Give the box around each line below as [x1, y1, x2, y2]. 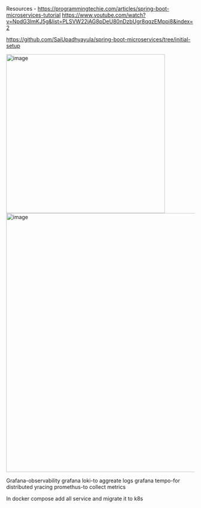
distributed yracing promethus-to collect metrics [6, 483, 126, 491]
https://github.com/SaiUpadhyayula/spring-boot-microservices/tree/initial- [6, 36, 191, 43]
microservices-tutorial [6, 11, 61, 19]
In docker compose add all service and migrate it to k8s [6, 495, 144, 502]
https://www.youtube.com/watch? [62, 11, 146, 19]
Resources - [6, 5, 36, 12]
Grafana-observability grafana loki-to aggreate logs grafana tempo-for [6, 477, 181, 484]
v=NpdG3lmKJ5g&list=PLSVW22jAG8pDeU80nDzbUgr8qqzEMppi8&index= [6, 18, 193, 25]
